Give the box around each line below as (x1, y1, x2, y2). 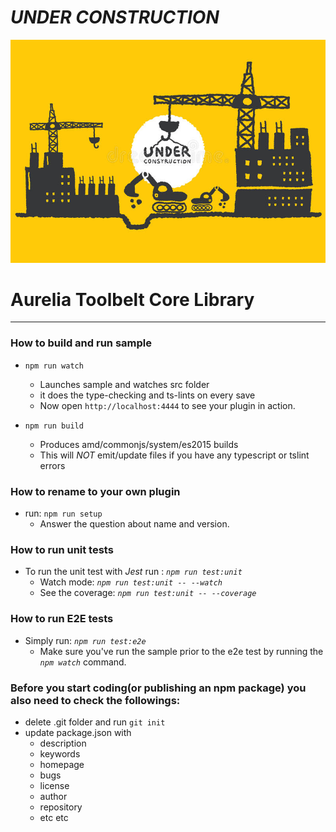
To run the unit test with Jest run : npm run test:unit (24, 566, 243, 578)
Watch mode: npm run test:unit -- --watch (39, 576, 223, 588)
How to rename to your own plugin (10, 484, 181, 498)
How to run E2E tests (10, 612, 114, 626)
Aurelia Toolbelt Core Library (10, 288, 255, 311)
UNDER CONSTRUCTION (10, 6, 220, 29)
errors (39, 459, 66, 471)
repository (39, 801, 83, 813)
